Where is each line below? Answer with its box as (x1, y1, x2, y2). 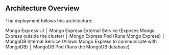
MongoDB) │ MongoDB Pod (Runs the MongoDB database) (5, 43, 130, 50)
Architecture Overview (5, 4, 80, 13)
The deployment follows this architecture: (5, 17, 93, 23)
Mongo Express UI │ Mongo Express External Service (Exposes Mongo (5, 28, 155, 34)
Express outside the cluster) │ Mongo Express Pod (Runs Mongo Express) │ (5, 33, 165, 39)
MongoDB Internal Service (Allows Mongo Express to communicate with (5, 38, 157, 44)
